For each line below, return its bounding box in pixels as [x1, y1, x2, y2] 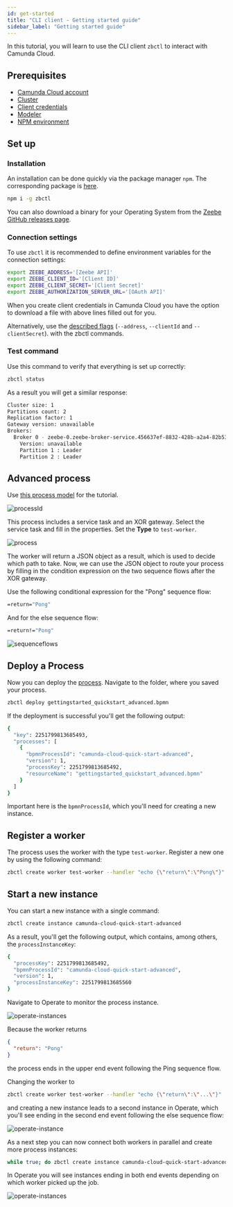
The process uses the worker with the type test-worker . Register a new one [7, 848, 224, 856]
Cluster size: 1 [7, 401, 54, 408]
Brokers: [7, 428, 33, 435]
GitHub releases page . [7, 215, 71, 223]
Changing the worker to [7, 1077, 75, 1085]
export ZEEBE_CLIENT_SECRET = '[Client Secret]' [7, 282, 144, 289]
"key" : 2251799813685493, [13, 731, 89, 738]
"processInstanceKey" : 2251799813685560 [13, 979, 132, 986]
